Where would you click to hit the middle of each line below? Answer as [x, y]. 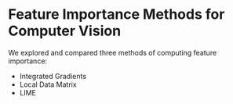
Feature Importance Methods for [116, 14]
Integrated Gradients [53, 76]
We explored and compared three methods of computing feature [113, 52]
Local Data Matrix [48, 84]
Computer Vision [65, 31]
